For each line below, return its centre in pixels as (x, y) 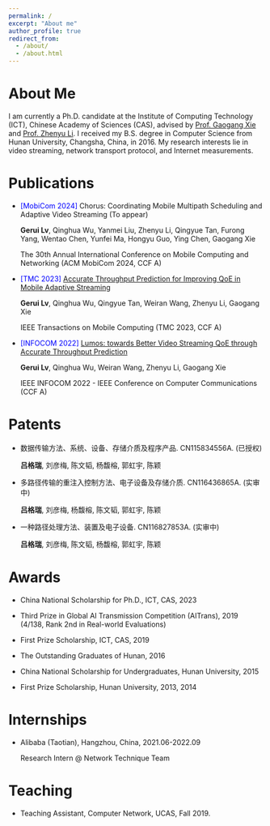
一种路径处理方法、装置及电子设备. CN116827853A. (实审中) (120, 527)
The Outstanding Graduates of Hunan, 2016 (93, 655)
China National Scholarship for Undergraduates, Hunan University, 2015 (139, 671)
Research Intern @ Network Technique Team (95, 758)
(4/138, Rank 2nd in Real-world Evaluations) (93, 624)
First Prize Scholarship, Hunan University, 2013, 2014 (108, 687)
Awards (35, 577)
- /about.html (39, 53)
